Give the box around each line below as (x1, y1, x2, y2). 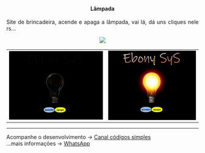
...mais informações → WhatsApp (6, 140, 90, 147)
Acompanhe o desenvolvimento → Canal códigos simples (6, 133, 151, 140)
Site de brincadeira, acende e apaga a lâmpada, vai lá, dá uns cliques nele (6, 18, 199, 26)
